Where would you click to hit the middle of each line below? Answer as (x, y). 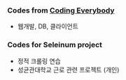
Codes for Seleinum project (55, 45)
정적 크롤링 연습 (39, 61)
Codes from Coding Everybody (61, 10)
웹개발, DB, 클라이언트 (48, 26)
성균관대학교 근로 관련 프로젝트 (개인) (68, 70)
